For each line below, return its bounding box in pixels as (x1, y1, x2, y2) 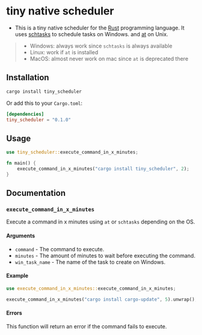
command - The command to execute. (14, 245, 105, 252)
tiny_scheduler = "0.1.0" (6, 116, 71, 123)
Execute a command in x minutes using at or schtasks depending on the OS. (6, 218, 195, 225)
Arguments (6, 232, 35, 239)
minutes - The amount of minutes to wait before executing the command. (14, 252, 195, 259)
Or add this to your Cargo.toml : (6, 99, 83, 107)
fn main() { (6, 160, 36, 166)
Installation (6, 72, 49, 83)
